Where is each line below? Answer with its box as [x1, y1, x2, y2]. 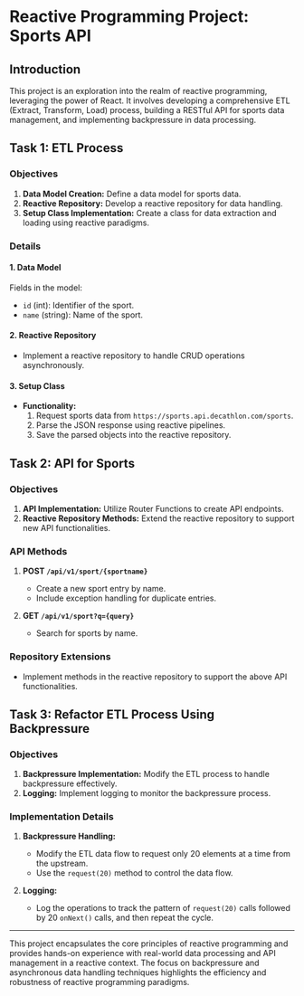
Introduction [9, 62, 81, 77]
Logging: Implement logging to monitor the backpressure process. [22, 788, 271, 799]
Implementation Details [9, 811, 115, 823]
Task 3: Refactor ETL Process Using [9, 707, 215, 722]
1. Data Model [9, 262, 62, 273]
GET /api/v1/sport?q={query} [22, 611, 135, 621]
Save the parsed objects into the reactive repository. [35, 430, 232, 441]
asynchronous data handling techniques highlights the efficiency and [9, 967, 267, 978]
